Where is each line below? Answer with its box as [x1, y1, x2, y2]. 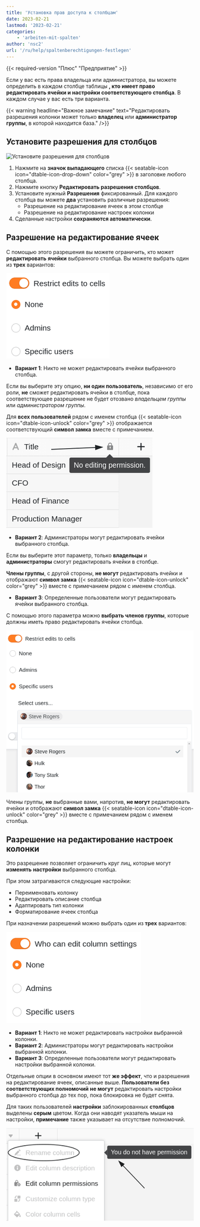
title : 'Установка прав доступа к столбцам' [6, 10, 118, 16]
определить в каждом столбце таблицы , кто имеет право [6, 82, 155, 90]
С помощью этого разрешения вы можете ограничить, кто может [6, 248, 174, 255]
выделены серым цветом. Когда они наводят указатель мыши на [6, 1109, 174, 1117]
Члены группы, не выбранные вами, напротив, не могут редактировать [6, 798, 190, 805]
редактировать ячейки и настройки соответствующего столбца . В [6, 88, 181, 96]
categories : [6, 29, 36, 35]
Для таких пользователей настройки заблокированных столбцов [6, 1103, 174, 1110]
